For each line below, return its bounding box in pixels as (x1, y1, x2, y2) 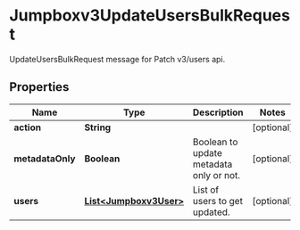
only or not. (192, 168, 241, 181)
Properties (9, 79, 70, 94)
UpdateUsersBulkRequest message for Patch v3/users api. (9, 53, 226, 64)
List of (192, 184, 220, 196)
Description (192, 106, 244, 119)
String (84, 121, 112, 134)
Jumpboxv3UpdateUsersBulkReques (9, 5, 290, 26)
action (13, 121, 42, 134)
